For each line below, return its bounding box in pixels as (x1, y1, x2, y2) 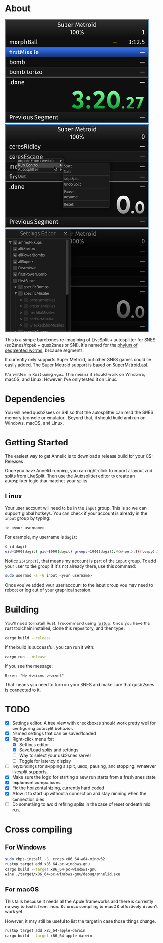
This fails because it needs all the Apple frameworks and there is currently (5, 898, 154, 904)
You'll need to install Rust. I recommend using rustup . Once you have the (5, 621, 150, 626)
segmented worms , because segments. (5, 347, 84, 353)
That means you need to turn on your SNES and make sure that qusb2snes (5, 681, 155, 687)
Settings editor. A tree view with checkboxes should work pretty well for (12, 720, 156, 726)
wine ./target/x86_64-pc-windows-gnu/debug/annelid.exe (5, 872, 120, 877)
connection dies (12, 796, 45, 802)
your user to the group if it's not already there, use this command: (5, 563, 137, 569)
